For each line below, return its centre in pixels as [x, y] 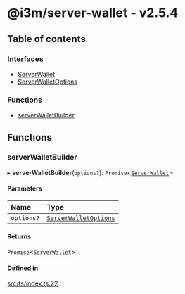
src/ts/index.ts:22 [33, 283]
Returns [19, 236]
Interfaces [25, 59]
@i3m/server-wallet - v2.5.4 [93, 13]
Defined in [23, 268]
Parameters [25, 188]
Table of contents [46, 39]
